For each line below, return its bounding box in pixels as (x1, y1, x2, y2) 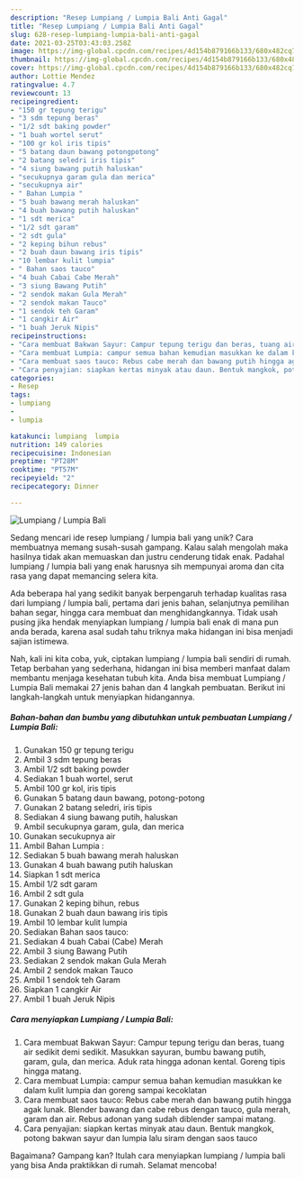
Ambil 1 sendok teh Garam (22, 974, 120, 985)
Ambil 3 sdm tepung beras (22, 754, 122, 764)
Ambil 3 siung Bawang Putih (22, 946, 129, 956)
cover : (10, 64, 35, 73)
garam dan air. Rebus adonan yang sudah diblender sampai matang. (22, 1113, 277, 1124)
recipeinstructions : (10, 332, 88, 341)
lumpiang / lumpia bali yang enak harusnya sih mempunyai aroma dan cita (10, 561, 285, 571)
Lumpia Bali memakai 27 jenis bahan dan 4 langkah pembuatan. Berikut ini (10, 681, 286, 692)
